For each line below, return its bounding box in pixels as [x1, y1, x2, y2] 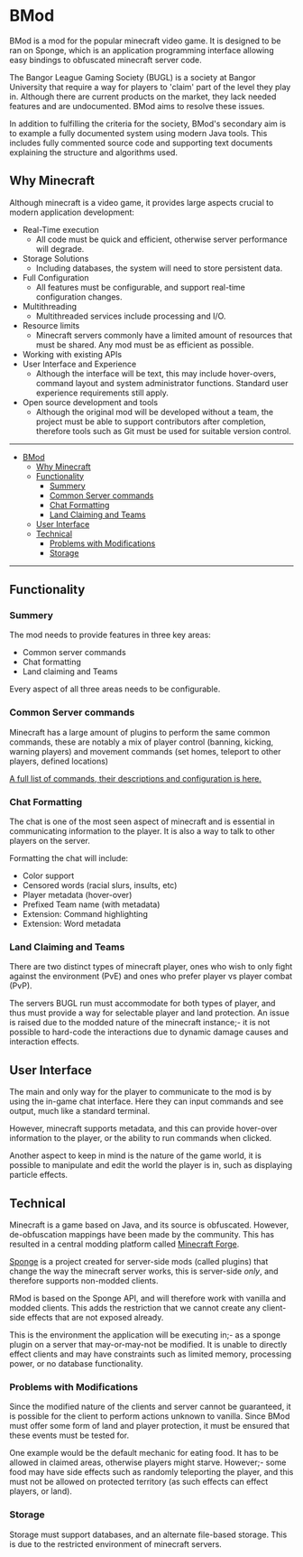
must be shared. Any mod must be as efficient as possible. [35, 339, 254, 350]
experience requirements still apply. [35, 387, 170, 398]
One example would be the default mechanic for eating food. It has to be [9, 1448, 280, 1459]
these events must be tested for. [9, 1430, 130, 1441]
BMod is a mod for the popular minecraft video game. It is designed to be [9, 35, 281, 46]
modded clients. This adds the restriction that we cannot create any [9, 1302, 261, 1313]
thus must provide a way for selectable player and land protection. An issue [9, 1007, 290, 1018]
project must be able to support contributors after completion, [35, 416, 266, 427]
